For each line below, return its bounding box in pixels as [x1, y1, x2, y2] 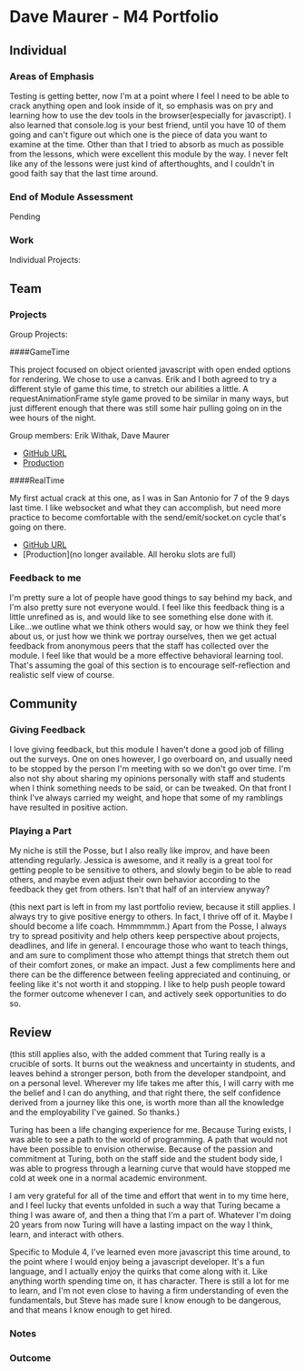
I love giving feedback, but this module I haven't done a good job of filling [9, 744, 284, 755]
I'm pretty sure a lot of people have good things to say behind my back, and [9, 592, 293, 603]
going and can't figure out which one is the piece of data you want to [9, 129, 268, 140]
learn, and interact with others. [9, 1229, 124, 1240]
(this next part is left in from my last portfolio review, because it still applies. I [9, 902, 296, 912]
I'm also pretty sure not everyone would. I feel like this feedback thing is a [9, 602, 285, 613]
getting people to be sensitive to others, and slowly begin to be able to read [9, 864, 292, 875]
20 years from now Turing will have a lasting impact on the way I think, [9, 1219, 273, 1230]
